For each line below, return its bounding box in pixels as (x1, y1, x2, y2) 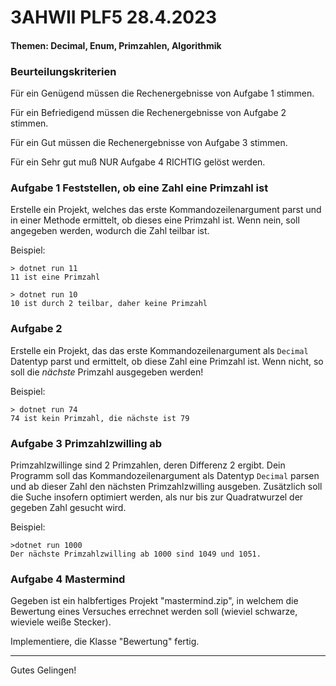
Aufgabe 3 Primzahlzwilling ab (10, 436, 163, 450)
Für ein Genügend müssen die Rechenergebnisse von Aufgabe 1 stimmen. (10, 87, 315, 100)
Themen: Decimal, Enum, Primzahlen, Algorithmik (10, 39, 222, 51)
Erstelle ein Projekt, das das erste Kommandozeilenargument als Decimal (10, 344, 309, 356)
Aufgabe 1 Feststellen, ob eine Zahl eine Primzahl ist (10, 181, 269, 195)
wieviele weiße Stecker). (10, 616, 112, 628)
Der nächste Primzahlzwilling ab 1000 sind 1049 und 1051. (10, 549, 262, 559)
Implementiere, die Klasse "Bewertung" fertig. (10, 636, 200, 648)
